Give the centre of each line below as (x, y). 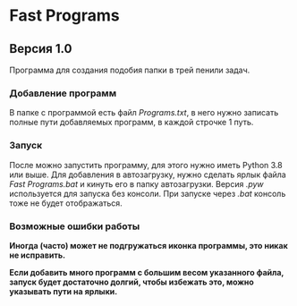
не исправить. (37, 255)
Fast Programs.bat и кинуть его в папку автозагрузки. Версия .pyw (136, 183)
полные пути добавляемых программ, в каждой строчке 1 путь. (132, 123)
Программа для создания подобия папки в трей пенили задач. (130, 70)
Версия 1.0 (41, 49)
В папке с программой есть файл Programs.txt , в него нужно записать (144, 113)
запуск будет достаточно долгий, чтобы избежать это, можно (132, 282)
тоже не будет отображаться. (66, 203)
